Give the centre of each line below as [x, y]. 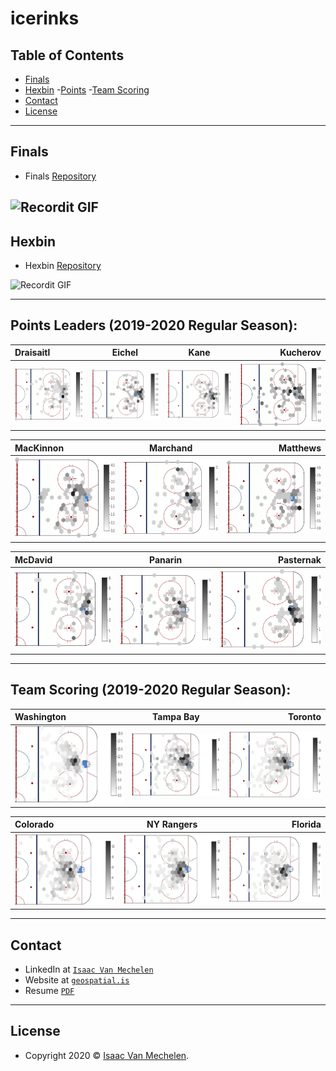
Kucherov [300, 353]
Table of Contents [67, 55]
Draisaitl [32, 353]
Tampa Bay [176, 717]
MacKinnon [39, 448]
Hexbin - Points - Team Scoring [87, 90]
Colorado [34, 824]
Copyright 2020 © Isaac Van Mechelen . [107, 1055]
